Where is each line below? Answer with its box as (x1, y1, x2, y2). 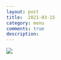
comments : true (6, 25, 45, 32)
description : (6, 31, 39, 37)
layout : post (6, 8, 39, 15)
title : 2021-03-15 (6, 14, 56, 20)
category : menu (6, 20, 45, 26)
